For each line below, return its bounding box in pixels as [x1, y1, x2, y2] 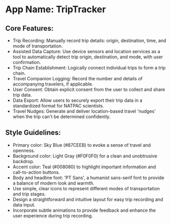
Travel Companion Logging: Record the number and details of [12, 76, 143, 81]
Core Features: [5, 24, 54, 33]
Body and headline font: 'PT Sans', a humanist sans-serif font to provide [12, 174, 164, 181]
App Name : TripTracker [5, 4, 106, 15]
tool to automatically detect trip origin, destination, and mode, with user [12, 54, 163, 60]
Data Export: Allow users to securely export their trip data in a [12, 97, 143, 103]
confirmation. [12, 59, 41, 65]
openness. [12, 147, 35, 153]
